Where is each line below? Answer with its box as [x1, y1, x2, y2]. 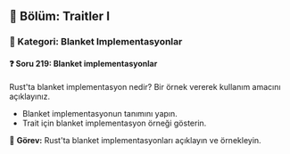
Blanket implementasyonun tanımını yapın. [21, 108, 178, 118]
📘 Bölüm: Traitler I [9, 9, 110, 24]
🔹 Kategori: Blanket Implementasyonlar [9, 36, 183, 48]
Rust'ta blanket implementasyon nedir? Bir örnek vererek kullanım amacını [9, 81, 281, 92]
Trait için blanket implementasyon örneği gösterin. [21, 118, 207, 128]
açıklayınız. [9, 91, 51, 101]
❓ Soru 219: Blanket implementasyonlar [9, 58, 158, 69]
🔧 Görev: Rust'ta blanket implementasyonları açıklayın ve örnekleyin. [9, 134, 261, 145]
